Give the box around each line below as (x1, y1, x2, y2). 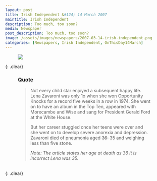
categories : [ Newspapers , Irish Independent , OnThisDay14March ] (5, 40, 143, 45)
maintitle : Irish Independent (5, 17, 69, 22)
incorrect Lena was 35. (30, 155, 79, 161)
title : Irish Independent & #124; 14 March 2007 (5, 12, 108, 17)
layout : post (5, 7, 33, 13)
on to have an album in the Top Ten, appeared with (30, 104, 136, 110)
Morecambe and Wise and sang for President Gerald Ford (30, 109, 150, 115)
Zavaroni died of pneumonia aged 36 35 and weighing (30, 135, 145, 141)
